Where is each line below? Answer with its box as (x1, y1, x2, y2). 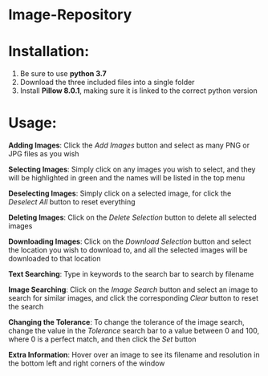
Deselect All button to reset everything (8, 197, 136, 207)
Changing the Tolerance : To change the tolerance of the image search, (8, 317, 245, 327)
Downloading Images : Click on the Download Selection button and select (8, 237, 252, 246)
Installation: (8, 42, 90, 61)
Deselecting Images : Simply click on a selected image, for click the (8, 188, 232, 198)
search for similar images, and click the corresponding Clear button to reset (8, 293, 259, 303)
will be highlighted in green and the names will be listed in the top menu (8, 173, 246, 183)
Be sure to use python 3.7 (19, 69, 107, 79)
